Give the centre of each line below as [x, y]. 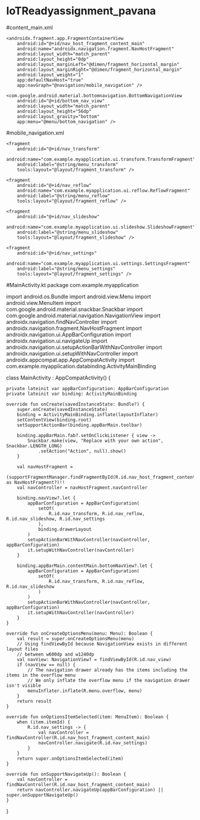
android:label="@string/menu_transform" [68, 164]
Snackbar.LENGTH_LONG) [34, 446]
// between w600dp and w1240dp [56, 654]
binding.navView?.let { [46, 498]
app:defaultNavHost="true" [50, 80]
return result [34, 701]
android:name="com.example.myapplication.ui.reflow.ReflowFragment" [104, 191]
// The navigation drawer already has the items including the [107, 670]
